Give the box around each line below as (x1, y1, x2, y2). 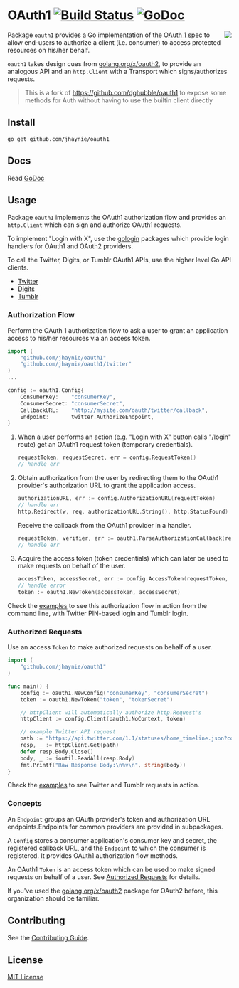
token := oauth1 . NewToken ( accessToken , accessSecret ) (17, 589, 181, 596)
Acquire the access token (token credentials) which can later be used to (17, 554, 229, 563)
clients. (7, 263, 29, 272)
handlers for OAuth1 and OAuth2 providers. (7, 242, 134, 250)
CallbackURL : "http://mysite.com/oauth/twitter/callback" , (20, 406, 208, 414)
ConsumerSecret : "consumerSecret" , (20, 400, 126, 407)
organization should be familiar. (7, 893, 100, 903)
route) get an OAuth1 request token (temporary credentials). (17, 440, 193, 449)
